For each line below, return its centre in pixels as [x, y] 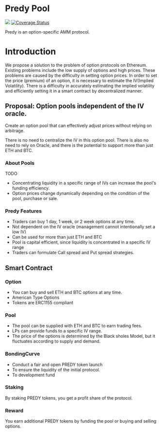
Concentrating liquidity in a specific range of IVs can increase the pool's [84, 183]
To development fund [33, 375]
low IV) [19, 232]
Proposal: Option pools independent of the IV [75, 106]
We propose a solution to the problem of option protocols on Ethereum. [76, 65]
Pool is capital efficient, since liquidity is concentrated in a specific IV [81, 242]
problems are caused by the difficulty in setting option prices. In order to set [81, 75]
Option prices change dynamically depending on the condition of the [81, 193]
